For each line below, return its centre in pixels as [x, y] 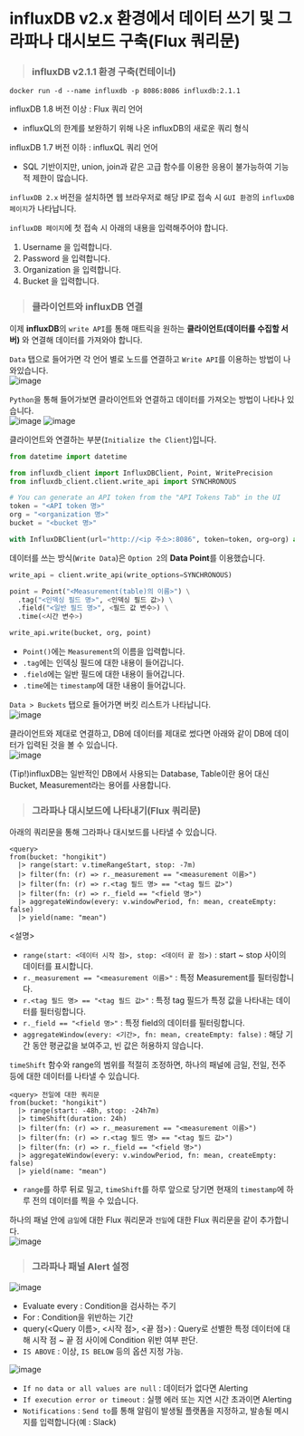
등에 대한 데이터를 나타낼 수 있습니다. [75, 1076]
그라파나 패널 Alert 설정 [80, 1267]
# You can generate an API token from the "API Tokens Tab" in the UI [145, 498]
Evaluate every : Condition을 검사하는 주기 [99, 1306]
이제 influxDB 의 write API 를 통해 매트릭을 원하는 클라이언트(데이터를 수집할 [144, 328]
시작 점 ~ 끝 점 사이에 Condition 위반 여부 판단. [115, 1340]
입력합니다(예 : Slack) [78, 1422]
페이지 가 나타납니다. [43, 208]
